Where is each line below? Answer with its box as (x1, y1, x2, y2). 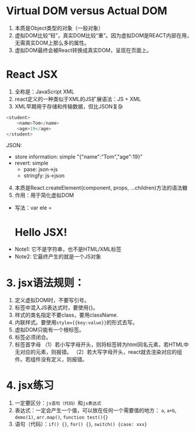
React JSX (6, 68, 58, 81)
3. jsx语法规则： (6, 276, 85, 289)
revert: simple (14, 160, 48, 167)
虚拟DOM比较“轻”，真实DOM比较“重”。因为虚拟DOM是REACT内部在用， (14, 31, 192, 39)
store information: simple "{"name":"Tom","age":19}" (14, 153, 143, 160)
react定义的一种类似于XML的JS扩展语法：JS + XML (14, 95, 141, 102)
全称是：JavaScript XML (14, 88, 75, 95)
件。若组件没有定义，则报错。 (14, 356, 87, 363)
